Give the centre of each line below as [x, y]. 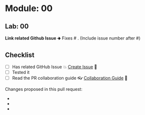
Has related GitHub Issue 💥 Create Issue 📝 [55, 67]
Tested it [21, 72]
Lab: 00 [17, 26]
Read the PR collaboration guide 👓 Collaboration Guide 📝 [70, 78]
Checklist [20, 55]
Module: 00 [29, 8]
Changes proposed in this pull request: [44, 89]
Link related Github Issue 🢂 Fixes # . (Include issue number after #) [73, 38]
